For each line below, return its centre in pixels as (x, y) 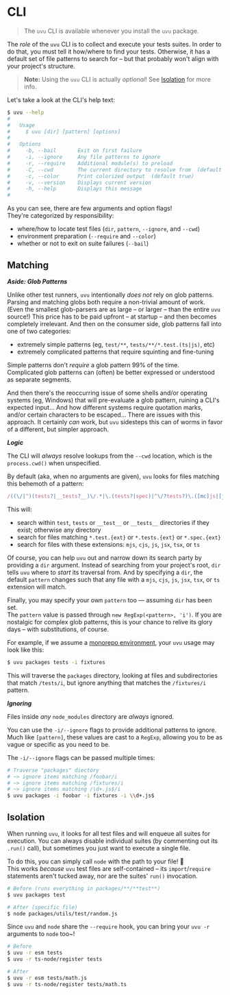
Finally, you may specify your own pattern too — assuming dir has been (110, 600)
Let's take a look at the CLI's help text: (61, 99)
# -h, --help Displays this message (75, 189)
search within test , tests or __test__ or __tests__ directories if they (113, 522)
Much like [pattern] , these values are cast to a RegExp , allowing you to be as (115, 737)
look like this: (26, 650)
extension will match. (37, 587)
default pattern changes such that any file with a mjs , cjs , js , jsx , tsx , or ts (114, 579)
